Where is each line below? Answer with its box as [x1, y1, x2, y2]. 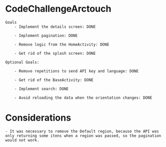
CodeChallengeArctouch [5, 3, 112, 15]
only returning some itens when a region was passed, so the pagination [5, 133, 161, 138]
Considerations [5, 112, 72, 124]
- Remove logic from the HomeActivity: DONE [14, 42, 109, 47]
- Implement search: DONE [14, 86, 69, 91]
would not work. [5, 137, 39, 142]
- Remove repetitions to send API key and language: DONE [14, 68, 139, 73]
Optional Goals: [5, 59, 39, 65]
